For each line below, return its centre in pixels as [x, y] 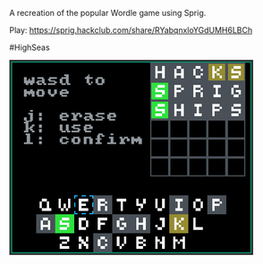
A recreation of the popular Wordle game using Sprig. [108, 13]
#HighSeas [30, 47]
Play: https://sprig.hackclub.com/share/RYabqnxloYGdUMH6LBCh [131, 30]
